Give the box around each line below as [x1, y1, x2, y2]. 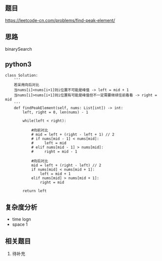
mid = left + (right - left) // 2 [31, 163, 101, 168]
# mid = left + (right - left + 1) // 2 [31, 132, 115, 137]
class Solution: [5, 73, 38, 78]
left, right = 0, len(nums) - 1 [22, 110, 89, 115]
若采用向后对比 [14, 82, 40, 87]
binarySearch [5, 46, 32, 52]
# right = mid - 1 [31, 149, 78, 154]
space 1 [12, 221, 28, 227]
